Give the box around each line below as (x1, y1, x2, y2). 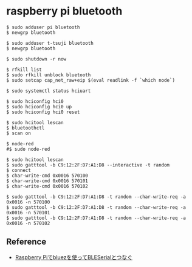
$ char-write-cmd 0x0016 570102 (6, 183, 88, 189)
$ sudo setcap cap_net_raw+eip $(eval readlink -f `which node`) (6, 77, 175, 83)
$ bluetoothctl (6, 125, 45, 131)
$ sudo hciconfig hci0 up (6, 104, 72, 110)
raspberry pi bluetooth (6, 4, 123, 18)
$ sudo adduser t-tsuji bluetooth (6, 40, 94, 46)
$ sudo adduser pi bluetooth (6, 24, 80, 30)
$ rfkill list (6, 67, 43, 73)
